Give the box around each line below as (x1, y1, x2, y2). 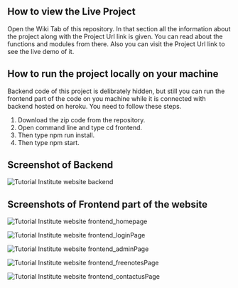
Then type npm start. (17, 138, 80, 146)
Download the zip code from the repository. (17, 115, 146, 124)
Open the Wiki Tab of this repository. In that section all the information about (7, 24, 231, 33)
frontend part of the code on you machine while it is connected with (7, 94, 206, 102)
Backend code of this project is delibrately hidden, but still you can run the (7, 87, 225, 95)
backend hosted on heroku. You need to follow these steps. (7, 102, 182, 110)
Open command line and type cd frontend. (17, 123, 143, 132)
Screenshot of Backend (7, 159, 114, 171)
